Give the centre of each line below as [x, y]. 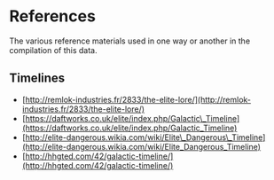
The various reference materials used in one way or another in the [130, 41]
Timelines [37, 78]
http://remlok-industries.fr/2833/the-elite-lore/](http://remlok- [138, 99]
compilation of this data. [53, 50]
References [52, 16]
